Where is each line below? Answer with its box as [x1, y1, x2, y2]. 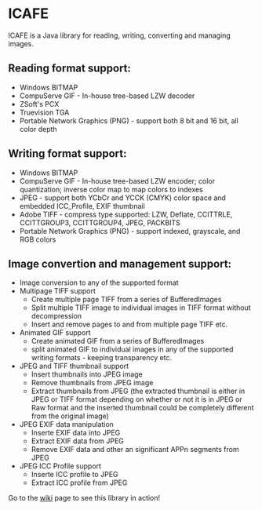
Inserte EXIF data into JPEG [31, 428, 121, 438]
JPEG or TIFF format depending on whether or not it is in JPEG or [31, 395, 243, 404]
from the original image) [31, 411, 110, 421]
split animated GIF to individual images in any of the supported [31, 344, 234, 354]
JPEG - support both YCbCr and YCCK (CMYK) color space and [19, 193, 226, 202]
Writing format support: [8, 147, 127, 161]
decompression [31, 311, 82, 321]
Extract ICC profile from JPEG [31, 478, 128, 487]
